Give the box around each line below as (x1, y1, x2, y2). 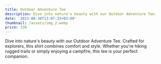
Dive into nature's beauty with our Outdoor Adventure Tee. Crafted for (5, 38, 145, 44)
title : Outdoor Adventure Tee (5, 7, 66, 12)
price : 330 (5, 25, 27, 30)
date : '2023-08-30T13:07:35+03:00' (5, 16, 77, 21)
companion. (5, 53, 29, 59)
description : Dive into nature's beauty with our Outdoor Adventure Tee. (5, 12, 157, 16)
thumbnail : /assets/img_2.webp (5, 20, 68, 26)
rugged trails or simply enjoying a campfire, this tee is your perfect (5, 49, 138, 54)
